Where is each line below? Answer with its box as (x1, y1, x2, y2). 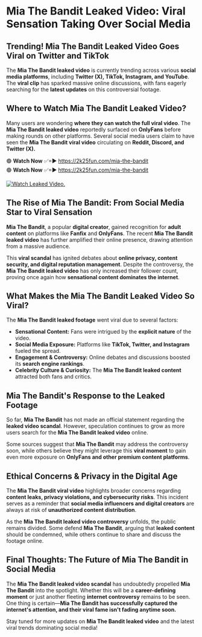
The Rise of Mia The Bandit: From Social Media (6, 198, 185, 208)
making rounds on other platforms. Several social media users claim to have (6, 132, 195, 140)
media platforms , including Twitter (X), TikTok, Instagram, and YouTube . (6, 73, 190, 80)
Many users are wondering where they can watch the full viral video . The (6, 119, 191, 126)
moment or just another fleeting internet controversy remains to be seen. (6, 593, 191, 600)
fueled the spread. (14, 348, 62, 355)
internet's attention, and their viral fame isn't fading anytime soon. (6, 606, 177, 613)
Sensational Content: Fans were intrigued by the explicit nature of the (14, 328, 192, 335)
